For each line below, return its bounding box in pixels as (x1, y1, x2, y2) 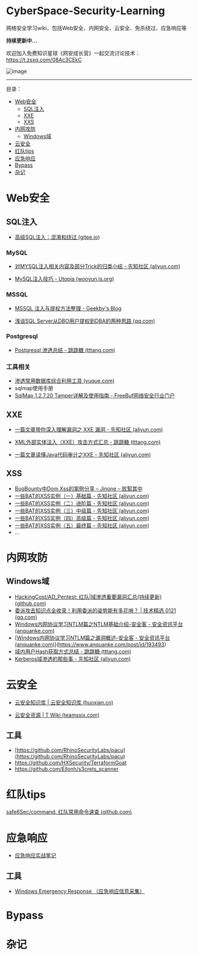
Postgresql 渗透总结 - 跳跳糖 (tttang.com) (14, 346, 115, 353)
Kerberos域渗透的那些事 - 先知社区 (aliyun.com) (14, 655, 131, 662)
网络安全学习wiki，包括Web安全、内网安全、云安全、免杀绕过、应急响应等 (6, 24, 187, 31)
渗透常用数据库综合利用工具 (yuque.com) (14, 377, 115, 385)
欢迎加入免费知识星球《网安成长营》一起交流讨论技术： (6, 49, 140, 57)
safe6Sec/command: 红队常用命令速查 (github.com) (6, 808, 133, 816)
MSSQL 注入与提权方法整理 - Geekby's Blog (14, 304, 122, 311)
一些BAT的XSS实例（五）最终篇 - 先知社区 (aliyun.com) (14, 522, 150, 529)
